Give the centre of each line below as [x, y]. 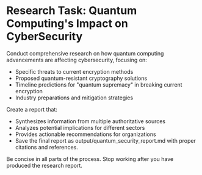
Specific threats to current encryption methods [74, 71]
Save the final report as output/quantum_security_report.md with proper [106, 140]
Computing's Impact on [67, 23]
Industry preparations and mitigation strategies [74, 98]
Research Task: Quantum [72, 11]
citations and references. [46, 147]
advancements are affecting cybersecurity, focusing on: [77, 60]
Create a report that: [32, 109]
